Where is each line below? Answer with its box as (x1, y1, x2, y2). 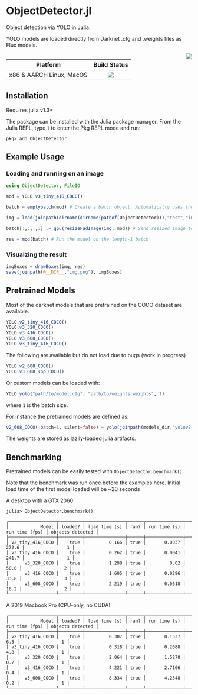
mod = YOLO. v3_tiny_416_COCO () (6, 193, 83, 199)
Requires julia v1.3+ (6, 106, 54, 114)
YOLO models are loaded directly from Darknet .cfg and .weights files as (6, 35, 182, 42)
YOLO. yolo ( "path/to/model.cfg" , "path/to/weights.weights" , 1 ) (6, 390, 165, 397)
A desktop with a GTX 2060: (6, 497, 75, 504)
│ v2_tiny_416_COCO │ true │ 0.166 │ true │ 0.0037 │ (6, 539, 186, 545)
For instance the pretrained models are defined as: (6, 413, 129, 420)
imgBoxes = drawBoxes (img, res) (6, 263, 85, 270)
